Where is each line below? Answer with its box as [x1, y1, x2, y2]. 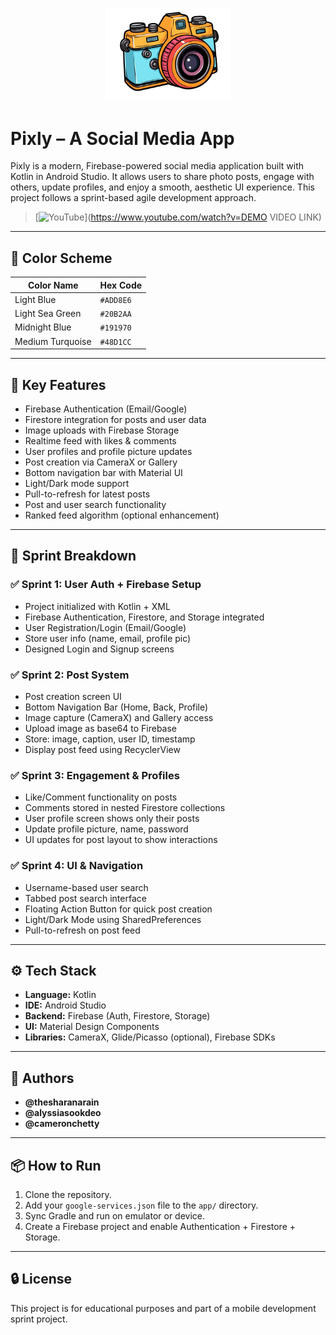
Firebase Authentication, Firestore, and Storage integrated [24, 611, 265, 623]
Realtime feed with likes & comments [24, 435, 177, 447]
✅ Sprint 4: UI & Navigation [10, 859, 144, 873]
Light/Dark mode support [24, 478, 130, 490]
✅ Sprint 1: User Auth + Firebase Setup [10, 578, 202, 592]
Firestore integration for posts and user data [24, 414, 207, 426]
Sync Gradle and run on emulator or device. [24, 1210, 206, 1222]
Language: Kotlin [24, 989, 97, 1001]
